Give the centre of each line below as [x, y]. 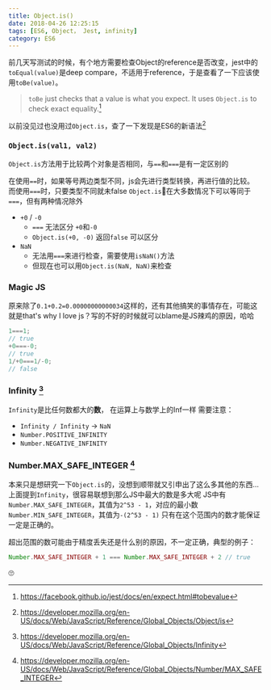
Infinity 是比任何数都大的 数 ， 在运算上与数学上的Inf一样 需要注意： [121, 410]
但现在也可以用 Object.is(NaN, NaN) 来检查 [102, 265]
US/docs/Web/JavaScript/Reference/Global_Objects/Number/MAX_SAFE [141, 669]
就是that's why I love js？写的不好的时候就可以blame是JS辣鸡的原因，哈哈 [131, 316]
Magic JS [27, 287]
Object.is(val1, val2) [53, 146]
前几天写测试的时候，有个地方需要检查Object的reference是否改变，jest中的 [133, 62]
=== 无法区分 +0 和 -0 [65, 226]
